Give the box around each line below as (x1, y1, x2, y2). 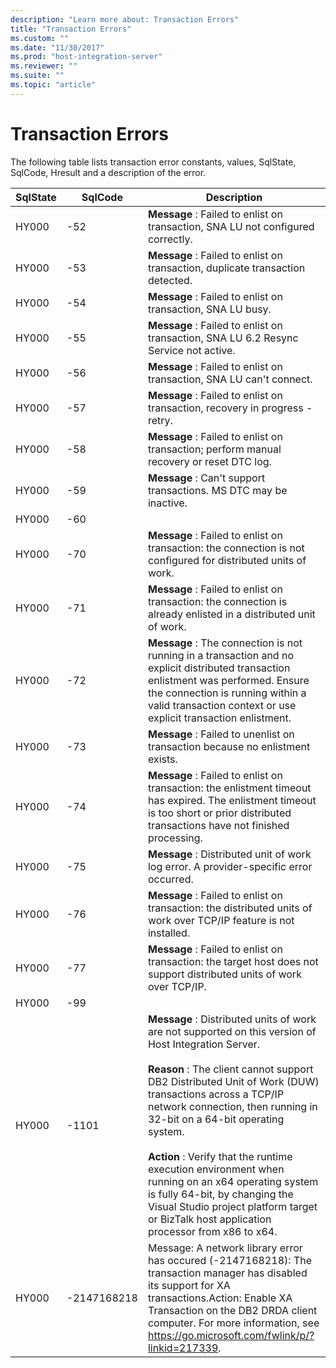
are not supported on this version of (147, 1024, 317, 1038)
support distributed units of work (147, 967, 302, 981)
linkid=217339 (147, 1341, 219, 1355)
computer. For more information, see (147, 1316, 320, 1330)
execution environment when (147, 1162, 285, 1176)
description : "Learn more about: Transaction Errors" (10, 14, 240, 25)
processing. (147, 831, 203, 845)
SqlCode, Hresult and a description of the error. (10, 166, 207, 178)
